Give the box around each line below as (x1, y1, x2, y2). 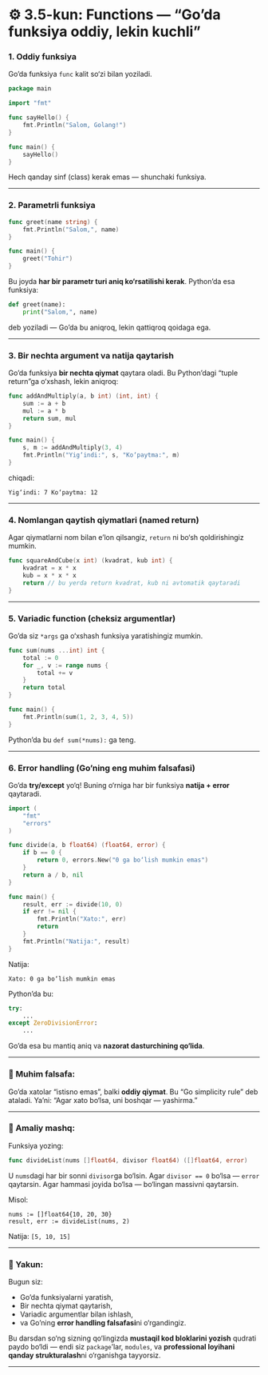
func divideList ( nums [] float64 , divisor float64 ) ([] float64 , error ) (8, 1156, 248, 1165)
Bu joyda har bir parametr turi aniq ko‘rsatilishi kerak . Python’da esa (8, 277, 235, 286)
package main (8, 85, 52, 93)
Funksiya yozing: (8, 1141, 64, 1150)
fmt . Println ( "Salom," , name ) (22, 226, 120, 234)
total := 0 (22, 654, 59, 662)
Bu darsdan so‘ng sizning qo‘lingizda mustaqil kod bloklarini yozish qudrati (8, 1333, 257, 1343)
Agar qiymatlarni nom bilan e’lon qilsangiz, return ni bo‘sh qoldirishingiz (8, 533, 245, 542)
